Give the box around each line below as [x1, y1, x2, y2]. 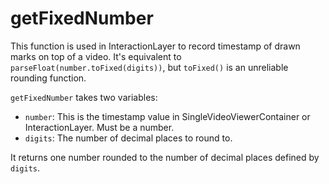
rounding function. [10, 72, 87, 84]
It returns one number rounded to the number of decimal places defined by [10, 151, 320, 163]
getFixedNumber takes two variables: [10, 91, 158, 103]
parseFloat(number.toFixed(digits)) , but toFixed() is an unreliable [10, 61, 289, 73]
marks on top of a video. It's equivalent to [10, 50, 182, 62]
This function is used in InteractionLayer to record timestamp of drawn [10, 40, 301, 52]
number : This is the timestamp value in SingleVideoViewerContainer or [24, 110, 311, 122]
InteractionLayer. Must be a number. [24, 121, 175, 133]
